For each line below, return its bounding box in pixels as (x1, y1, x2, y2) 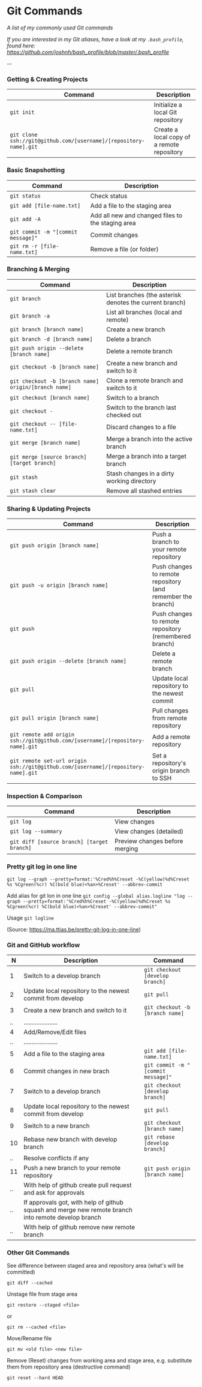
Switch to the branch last (106, 403, 176, 412)
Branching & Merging (7, 265, 70, 274)
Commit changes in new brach (23, 1067, 110, 1076)
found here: (7, 42, 35, 49)
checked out (106, 411, 141, 419)
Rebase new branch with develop (23, 1136, 117, 1144)
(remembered (152, 632, 191, 640)
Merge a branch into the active (106, 435, 192, 443)
